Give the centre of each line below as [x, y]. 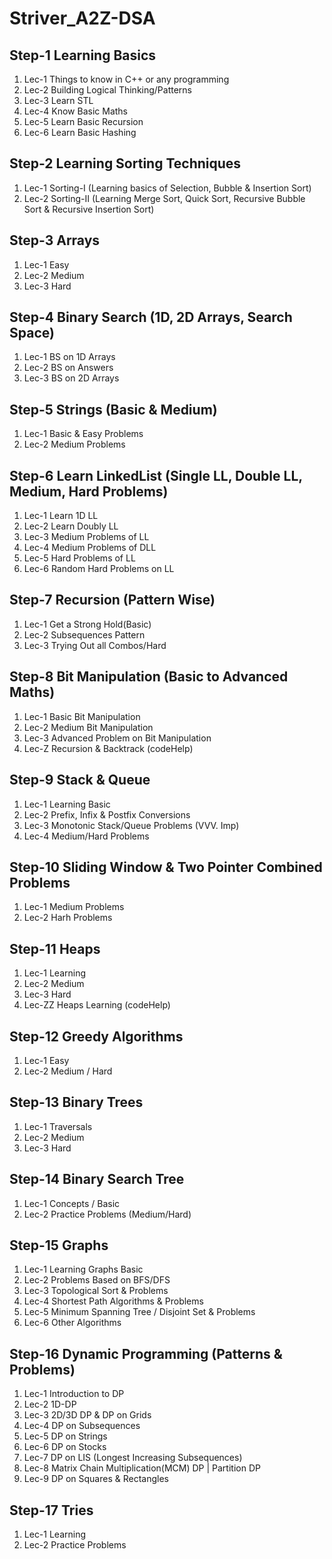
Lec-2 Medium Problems [74, 444]
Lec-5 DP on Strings [65, 1436]
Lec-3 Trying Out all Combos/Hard [95, 645]
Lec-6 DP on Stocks [65, 1447]
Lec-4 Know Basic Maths [76, 111]
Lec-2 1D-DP [50, 1404]
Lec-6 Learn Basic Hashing [80, 132]
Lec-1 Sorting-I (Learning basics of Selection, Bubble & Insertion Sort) [167, 188]
